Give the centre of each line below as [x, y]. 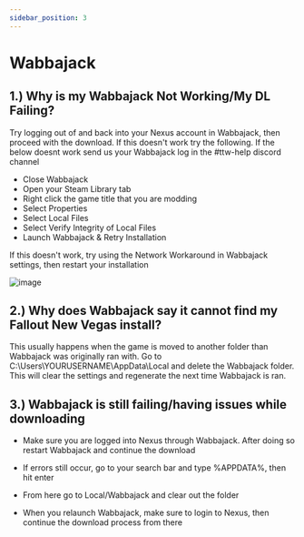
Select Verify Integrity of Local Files [89, 228]
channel [25, 161]
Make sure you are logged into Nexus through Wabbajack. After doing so [158, 441]
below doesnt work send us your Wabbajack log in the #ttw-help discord [145, 152]
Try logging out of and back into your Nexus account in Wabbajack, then [145, 132]
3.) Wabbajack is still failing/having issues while [148, 405]
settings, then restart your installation [79, 264]
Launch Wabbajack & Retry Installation [94, 237]
